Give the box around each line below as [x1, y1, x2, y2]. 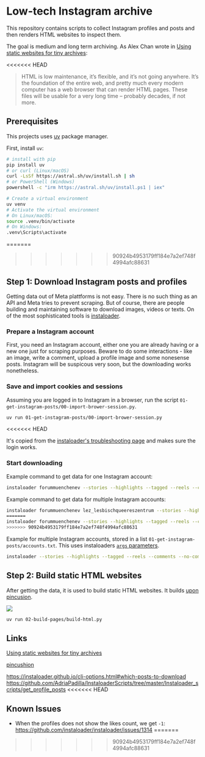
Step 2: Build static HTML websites [6, 570, 142, 581]
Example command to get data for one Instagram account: [6, 472, 153, 480]
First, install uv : [6, 144, 44, 152]
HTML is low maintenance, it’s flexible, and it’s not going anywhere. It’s [21, 73, 199, 80]
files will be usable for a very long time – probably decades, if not [21, 92, 186, 99]
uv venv [6, 201, 26, 207]
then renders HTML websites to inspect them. [6, 30, 122, 38]
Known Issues [6, 703, 62, 714]
